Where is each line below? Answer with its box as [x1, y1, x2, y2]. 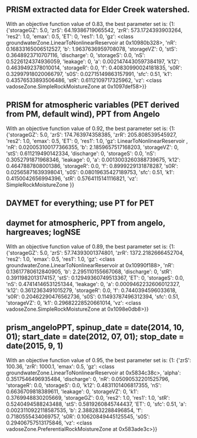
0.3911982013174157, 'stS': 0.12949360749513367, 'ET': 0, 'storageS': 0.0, [6, 274, 185, 281]
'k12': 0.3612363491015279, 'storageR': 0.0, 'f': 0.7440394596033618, [6, 287, 177, 294]
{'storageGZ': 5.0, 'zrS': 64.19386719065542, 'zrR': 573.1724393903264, [6, 26, 183, 34]
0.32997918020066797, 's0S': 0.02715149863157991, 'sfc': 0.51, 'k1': [6, 70, 172, 77]
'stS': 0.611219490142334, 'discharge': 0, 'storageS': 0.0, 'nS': [6, 150, 156, 157]
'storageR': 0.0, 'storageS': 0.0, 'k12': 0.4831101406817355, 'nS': [6, 381, 162, 389]
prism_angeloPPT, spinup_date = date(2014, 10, [6, 323, 184, 333]
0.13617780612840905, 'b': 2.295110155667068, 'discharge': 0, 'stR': [6, 268, 172, 275]
